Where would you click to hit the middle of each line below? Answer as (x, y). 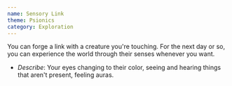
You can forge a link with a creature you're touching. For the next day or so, (116, 47)
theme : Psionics (31, 20)
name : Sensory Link (36, 14)
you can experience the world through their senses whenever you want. (111, 54)
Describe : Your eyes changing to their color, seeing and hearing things (119, 68)
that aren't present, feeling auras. (66, 75)
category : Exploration (40, 27)
